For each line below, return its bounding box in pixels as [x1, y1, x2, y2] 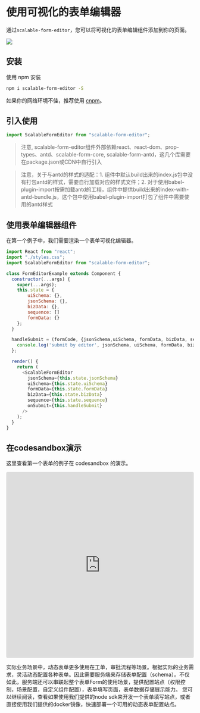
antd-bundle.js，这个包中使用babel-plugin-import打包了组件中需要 [20, 193, 185, 201]
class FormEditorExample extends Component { [6, 270, 121, 277]
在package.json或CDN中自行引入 [20, 158, 102, 165]
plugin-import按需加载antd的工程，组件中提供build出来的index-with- [20, 186, 189, 193]
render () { [11, 358, 39, 364]
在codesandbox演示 [6, 443, 82, 453]
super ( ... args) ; [17, 282, 58, 287]
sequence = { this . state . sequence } [27, 397, 108, 404]
